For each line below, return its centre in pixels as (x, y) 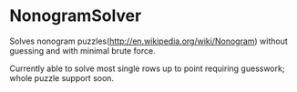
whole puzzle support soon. (62, 77)
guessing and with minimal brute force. (83, 50)
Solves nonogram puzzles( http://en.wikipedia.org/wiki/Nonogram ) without (149, 41)
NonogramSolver (76, 16)
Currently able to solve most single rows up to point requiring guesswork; (147, 68)
